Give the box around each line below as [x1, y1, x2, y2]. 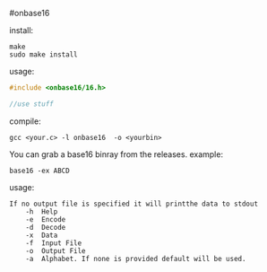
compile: [9, 116, 42, 127]
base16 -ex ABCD [9, 166, 70, 175]
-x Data [25, 231, 58, 240]
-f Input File [25, 238, 82, 248]
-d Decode [25, 223, 66, 232]
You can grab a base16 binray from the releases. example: [9, 148, 224, 160]
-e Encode [25, 215, 66, 224]
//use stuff [9, 99, 54, 109]
